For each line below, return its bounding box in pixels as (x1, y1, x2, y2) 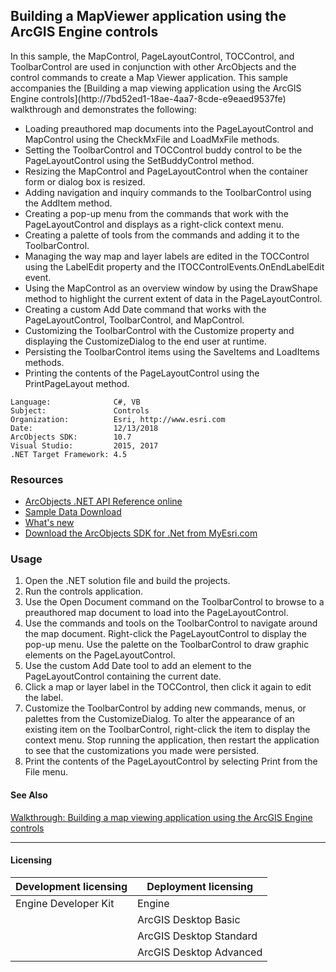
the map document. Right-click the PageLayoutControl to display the (24, 628, 308, 640)
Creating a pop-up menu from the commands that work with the (24, 207, 289, 219)
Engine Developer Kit (15, 896, 115, 910)
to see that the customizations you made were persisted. (24, 745, 260, 757)
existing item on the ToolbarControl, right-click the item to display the (24, 724, 311, 736)
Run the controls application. (24, 585, 144, 598)
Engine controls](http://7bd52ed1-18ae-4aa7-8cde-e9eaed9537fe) (10, 92, 287, 104)
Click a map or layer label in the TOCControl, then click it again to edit (24, 681, 312, 693)
